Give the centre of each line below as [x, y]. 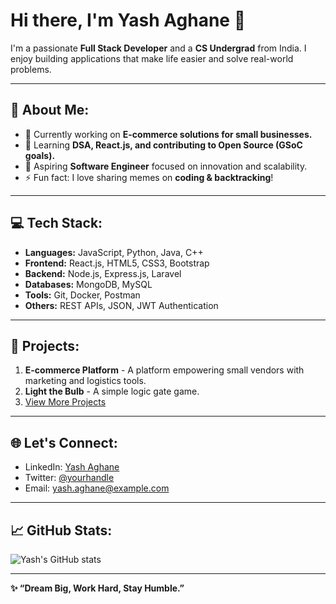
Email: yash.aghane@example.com [97, 488]
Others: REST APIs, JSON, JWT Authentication [121, 305]
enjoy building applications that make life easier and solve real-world [152, 58]
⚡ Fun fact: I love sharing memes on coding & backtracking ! [149, 177]
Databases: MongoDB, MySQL [88, 284]
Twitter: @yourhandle [69, 478]
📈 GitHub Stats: [61, 530]
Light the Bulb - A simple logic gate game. [112, 391]
